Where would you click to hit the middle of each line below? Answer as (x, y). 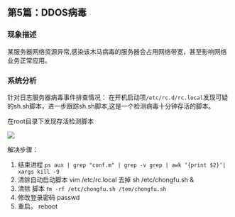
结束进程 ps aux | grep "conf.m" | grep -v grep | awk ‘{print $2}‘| (121, 165)
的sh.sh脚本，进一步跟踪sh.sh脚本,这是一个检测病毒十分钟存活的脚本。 (111, 106)
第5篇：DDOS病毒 (47, 13)
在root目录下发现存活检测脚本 (51, 121)
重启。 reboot (38, 206)
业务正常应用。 (29, 60)
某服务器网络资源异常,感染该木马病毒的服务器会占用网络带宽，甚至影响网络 (117, 51)
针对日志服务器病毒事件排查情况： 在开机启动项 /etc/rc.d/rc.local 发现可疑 (118, 97)
